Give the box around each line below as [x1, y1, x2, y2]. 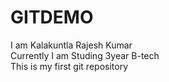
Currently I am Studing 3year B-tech [10, 49, 160, 61]
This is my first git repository [10, 60, 129, 72]
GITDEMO [10, 6, 94, 29]
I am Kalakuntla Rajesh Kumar [10, 39, 133, 51]
